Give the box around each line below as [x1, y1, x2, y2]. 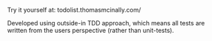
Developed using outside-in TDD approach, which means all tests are [7, 19, 205, 27]
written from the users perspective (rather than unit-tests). [7, 27, 175, 34]
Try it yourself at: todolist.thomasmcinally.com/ [7, 6, 141, 14]
